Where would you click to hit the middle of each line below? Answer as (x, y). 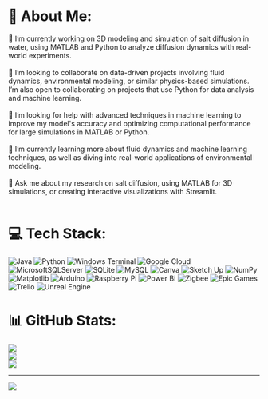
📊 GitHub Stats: (63, 321)
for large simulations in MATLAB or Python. (79, 132)
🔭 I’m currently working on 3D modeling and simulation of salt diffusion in (129, 38)
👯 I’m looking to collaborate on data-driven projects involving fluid (116, 72)
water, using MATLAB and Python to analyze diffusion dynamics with (121, 46)
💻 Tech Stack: (57, 234)
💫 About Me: (50, 16)
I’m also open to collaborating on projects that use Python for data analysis (131, 89)
